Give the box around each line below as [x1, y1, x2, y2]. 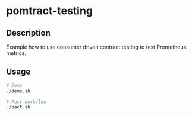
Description [6, 28, 51, 38]
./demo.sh [6, 88, 31, 94]
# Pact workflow [6, 99, 46, 105]
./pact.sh [6, 104, 31, 110]
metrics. [6, 50, 27, 57]
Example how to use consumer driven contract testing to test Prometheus [6, 43, 187, 50]
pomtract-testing [6, 4, 93, 18]
